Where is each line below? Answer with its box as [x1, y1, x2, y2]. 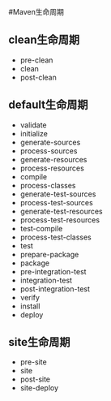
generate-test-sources [19, 189, 96, 199]
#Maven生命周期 [8, 7, 65, 16]
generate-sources [19, 137, 81, 147]
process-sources [19, 145, 78, 156]
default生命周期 [8, 98, 88, 112]
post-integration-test [19, 283, 91, 294]
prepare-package [19, 249, 79, 259]
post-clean [19, 72, 57, 82]
